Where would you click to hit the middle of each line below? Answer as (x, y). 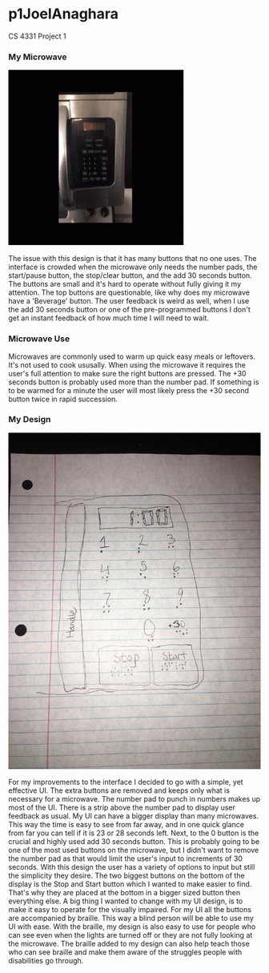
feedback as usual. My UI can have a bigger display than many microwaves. (133, 816)
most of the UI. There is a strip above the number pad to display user (122, 807)
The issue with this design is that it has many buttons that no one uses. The (132, 259)
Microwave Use (39, 339)
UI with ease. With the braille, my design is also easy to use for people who (132, 927)
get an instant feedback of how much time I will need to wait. (109, 318)
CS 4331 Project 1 (37, 36)
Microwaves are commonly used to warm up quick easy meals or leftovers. (132, 356)
